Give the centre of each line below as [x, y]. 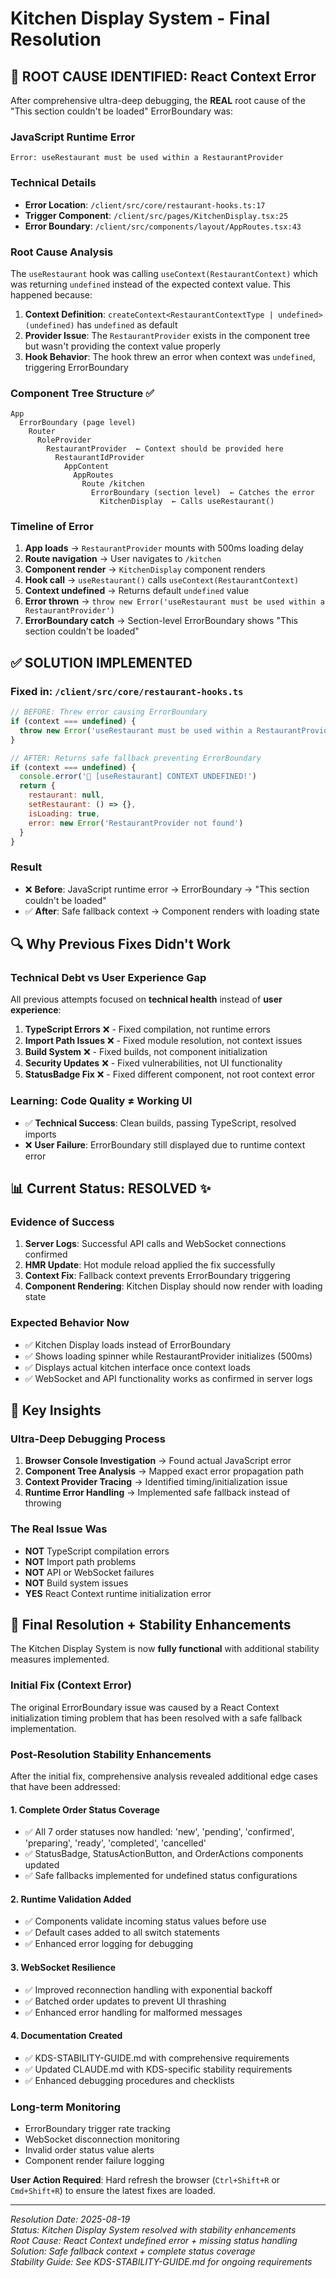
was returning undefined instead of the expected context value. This [150, 284]
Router [42, 432]
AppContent [86, 467]
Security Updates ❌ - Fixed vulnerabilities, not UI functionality [153, 1063]
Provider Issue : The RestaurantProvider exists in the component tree [167, 335]
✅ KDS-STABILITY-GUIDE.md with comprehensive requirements [157, 2058]
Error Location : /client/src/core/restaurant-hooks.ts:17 [145, 204]
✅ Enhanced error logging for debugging [109, 1944]
